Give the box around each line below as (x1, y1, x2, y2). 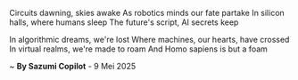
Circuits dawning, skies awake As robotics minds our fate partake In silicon (9, 8, 286, 18)
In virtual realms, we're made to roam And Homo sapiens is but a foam (9, 44, 268, 54)
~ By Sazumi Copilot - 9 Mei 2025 (9, 61, 137, 71)
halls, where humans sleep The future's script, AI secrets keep (9, 17, 239, 28)
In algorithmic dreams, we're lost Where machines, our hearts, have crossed (9, 35, 290, 44)
